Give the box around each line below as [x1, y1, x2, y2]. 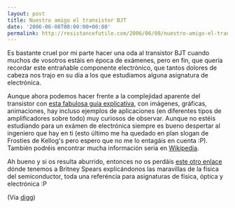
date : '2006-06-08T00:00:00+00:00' [7, 23, 111, 30]
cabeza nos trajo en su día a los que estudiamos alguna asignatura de [7, 71, 208, 80]
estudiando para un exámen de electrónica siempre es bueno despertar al [7, 121, 220, 130]
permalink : [7, 29, 39, 37]
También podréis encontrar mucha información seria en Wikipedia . [7, 144, 199, 152]
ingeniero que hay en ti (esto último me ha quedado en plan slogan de [7, 129, 209, 138]
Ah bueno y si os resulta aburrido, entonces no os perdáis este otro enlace [7, 158, 222, 166]
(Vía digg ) [7, 193, 36, 202]
